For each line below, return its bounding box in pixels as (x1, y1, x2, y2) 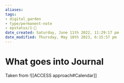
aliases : (5, 7, 23, 12)
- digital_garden (5, 16, 41, 21)
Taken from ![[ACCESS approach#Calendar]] (5, 72, 97, 78)
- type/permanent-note (5, 21, 52, 26)
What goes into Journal (5, 56, 104, 67)
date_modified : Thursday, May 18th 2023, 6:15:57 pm (5, 35, 117, 40)
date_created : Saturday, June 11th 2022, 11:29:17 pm (5, 30, 120, 35)
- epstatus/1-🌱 (5, 26, 37, 31)
